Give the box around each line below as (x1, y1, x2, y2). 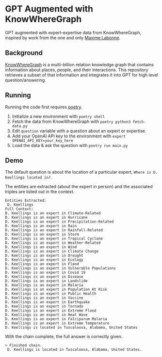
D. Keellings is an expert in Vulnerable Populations (5, 266, 116, 271)
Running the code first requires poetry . (5, 104, 82, 110)
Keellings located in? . (5, 174, 52, 180)
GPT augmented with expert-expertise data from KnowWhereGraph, (5, 30, 142, 35)
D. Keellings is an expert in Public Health (5, 291, 97, 296)
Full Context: (5, 207, 34, 211)
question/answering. (5, 77, 46, 83)
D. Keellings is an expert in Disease (5, 274, 83, 279)
